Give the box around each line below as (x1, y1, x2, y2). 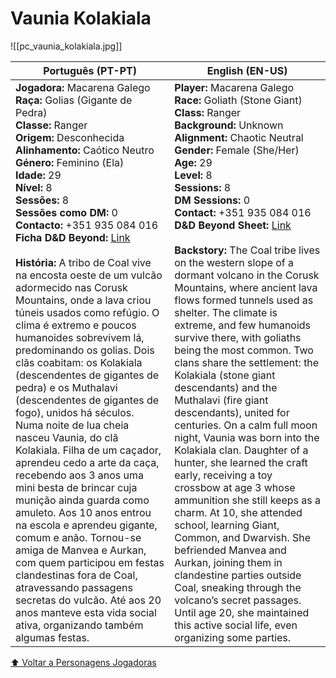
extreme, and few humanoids (174, 318, 312, 332)
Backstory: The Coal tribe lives (174, 243, 321, 257)
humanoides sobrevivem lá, (15, 330, 145, 344)
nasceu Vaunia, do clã (15, 430, 119, 444)
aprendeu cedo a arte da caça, (15, 455, 160, 469)
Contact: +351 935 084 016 (174, 205, 312, 219)
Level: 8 (174, 168, 213, 182)
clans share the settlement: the (174, 355, 320, 369)
